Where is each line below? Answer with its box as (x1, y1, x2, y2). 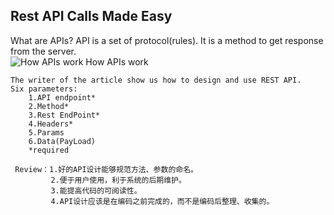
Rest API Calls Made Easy (10, 8, 173, 25)
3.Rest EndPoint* (28, 110, 101, 120)
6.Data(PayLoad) (28, 136, 97, 146)
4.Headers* (28, 119, 74, 129)
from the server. (10, 45, 77, 57)
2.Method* (28, 101, 70, 111)
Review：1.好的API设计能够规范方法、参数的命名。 (14, 164, 198, 174)
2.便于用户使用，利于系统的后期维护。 (50, 175, 187, 185)
